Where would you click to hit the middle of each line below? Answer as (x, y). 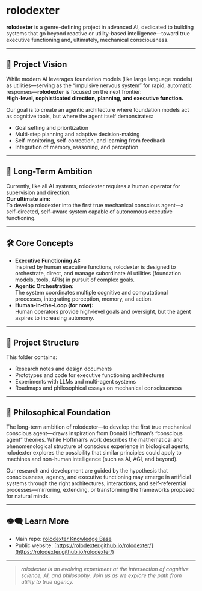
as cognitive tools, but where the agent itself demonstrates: (80, 116)
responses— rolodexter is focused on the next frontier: (74, 91)
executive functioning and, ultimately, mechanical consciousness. (88, 40)
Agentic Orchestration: (44, 286)
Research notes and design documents (63, 369)
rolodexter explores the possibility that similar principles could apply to (94, 452)
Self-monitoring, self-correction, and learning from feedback (90, 140)
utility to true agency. (47, 581)
